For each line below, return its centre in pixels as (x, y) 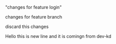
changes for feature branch (34, 17)
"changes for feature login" (34, 7)
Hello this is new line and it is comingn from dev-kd (59, 36)
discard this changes (27, 26)
